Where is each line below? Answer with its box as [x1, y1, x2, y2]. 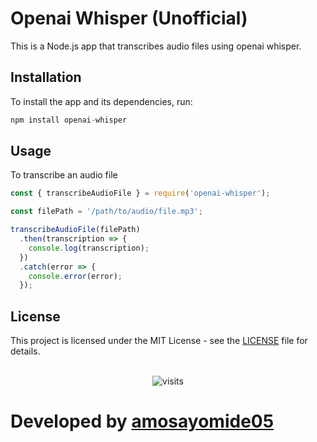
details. [10, 345, 41, 357]
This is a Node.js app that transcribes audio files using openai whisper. [10, 40, 302, 52]
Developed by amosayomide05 [10, 410, 275, 433]
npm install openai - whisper [10, 115, 128, 125]
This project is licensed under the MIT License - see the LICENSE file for [10, 335, 308, 347]
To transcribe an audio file [10, 169, 118, 181]
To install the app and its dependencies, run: [10, 95, 193, 107]
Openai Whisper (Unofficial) [10, 7, 248, 30]
